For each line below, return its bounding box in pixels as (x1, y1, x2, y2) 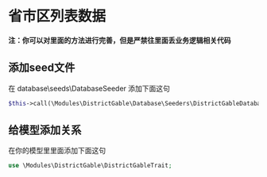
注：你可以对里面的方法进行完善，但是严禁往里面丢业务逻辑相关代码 (8, 35, 231, 44)
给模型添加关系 (8, 123, 82, 137)
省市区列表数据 (8, 7, 106, 25)
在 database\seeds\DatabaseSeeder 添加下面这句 (8, 83, 171, 93)
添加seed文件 (8, 61, 75, 75)
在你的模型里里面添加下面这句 (8, 146, 106, 156)
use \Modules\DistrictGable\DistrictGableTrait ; (8, 162, 172, 170)
